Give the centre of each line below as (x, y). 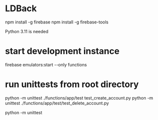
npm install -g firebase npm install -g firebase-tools (57, 22)
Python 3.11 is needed (27, 31)
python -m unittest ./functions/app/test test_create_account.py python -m (79, 98)
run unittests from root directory (72, 85)
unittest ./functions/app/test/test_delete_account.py (57, 103)
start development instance (62, 51)
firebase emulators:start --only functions (46, 64)
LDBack (21, 9)
